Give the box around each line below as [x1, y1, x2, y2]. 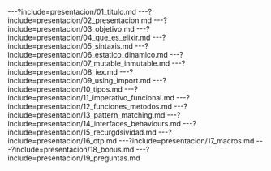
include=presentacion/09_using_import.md [7, 76, 152, 85]
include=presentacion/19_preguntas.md [7, 153, 140, 163]
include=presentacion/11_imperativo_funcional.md [7, 93, 175, 102]
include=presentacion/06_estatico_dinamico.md [7, 50, 168, 59]
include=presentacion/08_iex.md [7, 67, 118, 76]
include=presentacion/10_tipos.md [7, 84, 123, 94]
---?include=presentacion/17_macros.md [118, 136, 255, 145]
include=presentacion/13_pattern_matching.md [7, 110, 166, 120]
